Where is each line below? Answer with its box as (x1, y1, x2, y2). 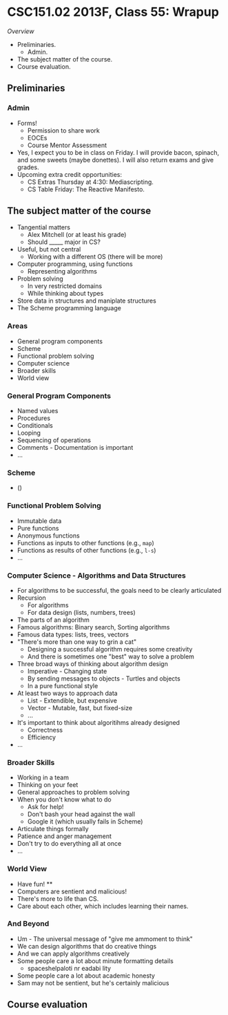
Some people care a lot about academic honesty (17, 971, 155, 980)
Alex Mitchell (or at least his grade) (27, 231, 127, 239)
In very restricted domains (27, 282, 102, 290)
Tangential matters (17, 223, 71, 231)
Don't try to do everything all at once (17, 839, 122, 848)
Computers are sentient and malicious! (17, 887, 127, 895)
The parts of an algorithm (17, 616, 90, 624)
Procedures (17, 414, 50, 422)
